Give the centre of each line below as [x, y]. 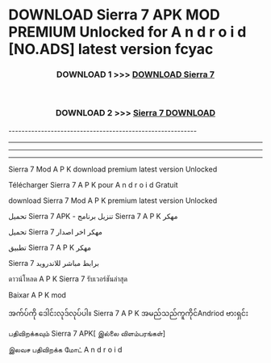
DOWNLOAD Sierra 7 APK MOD [114, 15]
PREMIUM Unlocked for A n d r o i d [127, 32]
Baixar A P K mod [38, 295]
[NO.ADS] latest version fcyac [111, 49]
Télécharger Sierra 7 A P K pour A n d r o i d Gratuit [94, 184]
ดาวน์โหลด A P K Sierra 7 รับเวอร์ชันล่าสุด [68, 279]
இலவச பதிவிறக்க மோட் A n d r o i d [65, 349]
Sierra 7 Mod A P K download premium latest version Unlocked [113, 169]
